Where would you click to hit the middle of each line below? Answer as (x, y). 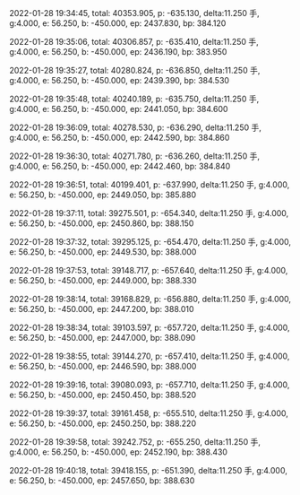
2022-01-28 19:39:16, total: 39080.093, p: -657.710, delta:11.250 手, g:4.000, (150, 385)
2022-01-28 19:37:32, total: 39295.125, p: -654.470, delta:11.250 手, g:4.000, (150, 242)
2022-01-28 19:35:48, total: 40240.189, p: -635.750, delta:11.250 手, (134, 99)
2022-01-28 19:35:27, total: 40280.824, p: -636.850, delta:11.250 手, (135, 70)
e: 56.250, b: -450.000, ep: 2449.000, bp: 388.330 (103, 280)
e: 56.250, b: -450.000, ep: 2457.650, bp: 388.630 (102, 481)
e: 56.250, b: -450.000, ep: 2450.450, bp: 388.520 (103, 395)
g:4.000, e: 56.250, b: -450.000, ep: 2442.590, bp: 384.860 (120, 138)
